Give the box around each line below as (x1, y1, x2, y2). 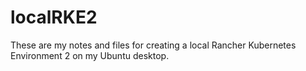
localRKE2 (10, 6, 98, 29)
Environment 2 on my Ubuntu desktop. (10, 49, 170, 61)
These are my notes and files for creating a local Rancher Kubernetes (10, 39, 297, 51)
